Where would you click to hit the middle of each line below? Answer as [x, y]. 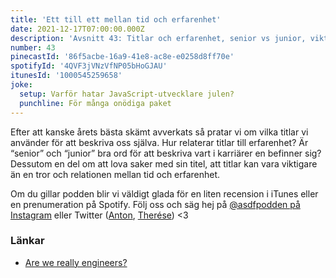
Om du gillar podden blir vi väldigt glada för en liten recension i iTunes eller [164, 193]
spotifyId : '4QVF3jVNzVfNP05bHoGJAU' [89, 66]
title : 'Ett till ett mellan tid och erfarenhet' [116, 19]
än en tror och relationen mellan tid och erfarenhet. [115, 174]
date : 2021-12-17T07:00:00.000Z [77, 29]
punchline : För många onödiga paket [95, 103]
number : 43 [33, 47]
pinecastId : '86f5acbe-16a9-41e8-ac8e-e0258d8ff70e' [122, 57]
